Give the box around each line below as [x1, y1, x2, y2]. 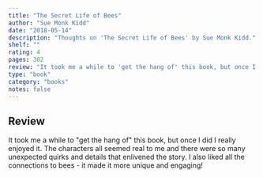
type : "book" [8, 70, 51, 78]
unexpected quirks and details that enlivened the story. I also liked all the [8, 152, 245, 162]
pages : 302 [8, 56, 44, 64]
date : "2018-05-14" [8, 26, 73, 34]
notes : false [8, 85, 51, 93]
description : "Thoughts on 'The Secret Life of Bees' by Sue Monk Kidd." [8, 33, 257, 42]
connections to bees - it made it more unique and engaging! [8, 161, 204, 170]
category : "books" [8, 78, 69, 85]
